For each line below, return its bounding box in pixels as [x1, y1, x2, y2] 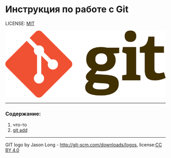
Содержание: [5, 110, 41, 117]
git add [12, 127, 28, 133]
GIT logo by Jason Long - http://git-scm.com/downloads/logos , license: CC [5, 141, 162, 148]
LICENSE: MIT [5, 20, 35, 26]
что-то [12, 121, 27, 128]
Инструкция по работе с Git [5, 4, 129, 15]
